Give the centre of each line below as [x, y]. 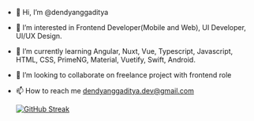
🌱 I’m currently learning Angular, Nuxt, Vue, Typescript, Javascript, [124, 51]
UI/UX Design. [39, 36]
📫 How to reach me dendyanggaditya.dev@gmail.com [105, 91]
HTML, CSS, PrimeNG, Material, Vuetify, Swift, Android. [105, 60]
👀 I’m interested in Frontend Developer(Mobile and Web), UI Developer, [131, 27]
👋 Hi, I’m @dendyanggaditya [62, 12]
